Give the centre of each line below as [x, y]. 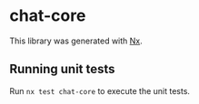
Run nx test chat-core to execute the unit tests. [100, 90]
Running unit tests [62, 69]
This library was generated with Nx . [76, 41]
